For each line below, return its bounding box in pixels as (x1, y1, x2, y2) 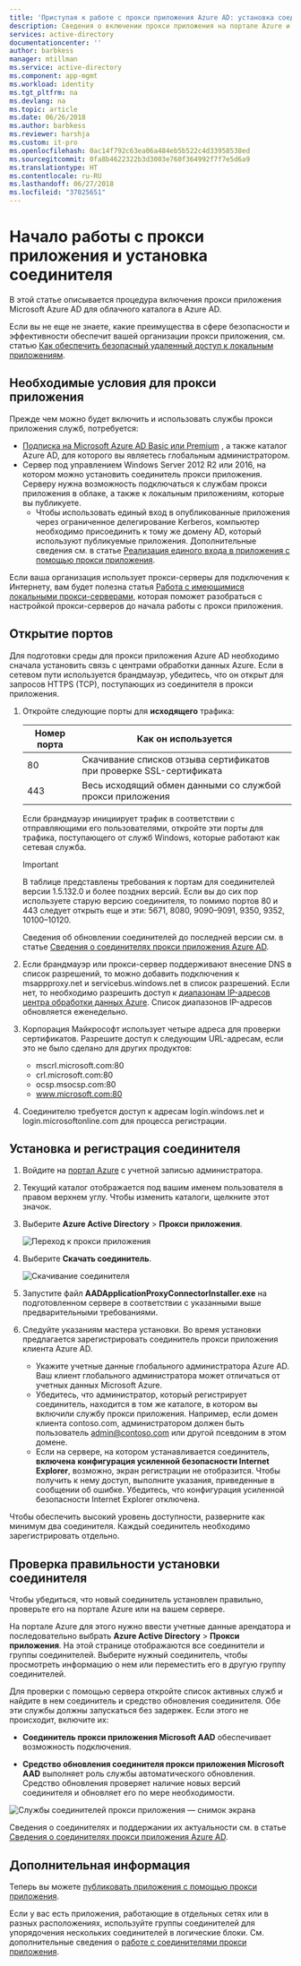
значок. (21, 1201, 52, 1212)
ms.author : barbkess (9, 122, 87, 131)
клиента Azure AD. (21, 1344, 93, 1354)
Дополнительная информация (9, 1858, 191, 1873)
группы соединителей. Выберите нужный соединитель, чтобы (9, 1650, 248, 1661)
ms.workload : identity (9, 80, 94, 89)
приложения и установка (9, 245, 209, 266)
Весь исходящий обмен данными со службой (82, 778, 281, 791)
